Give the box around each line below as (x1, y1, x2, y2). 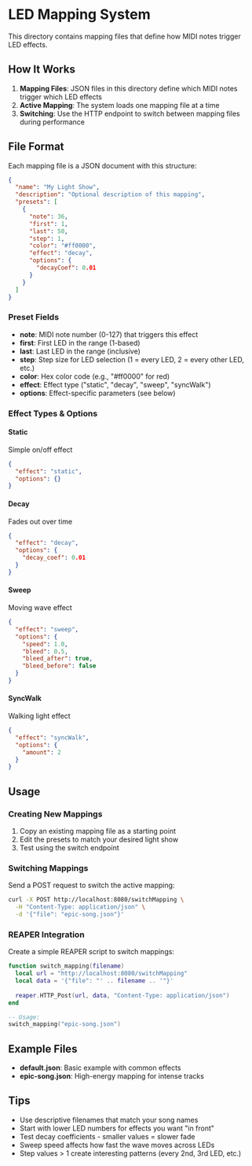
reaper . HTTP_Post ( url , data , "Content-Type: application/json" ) (15, 991, 230, 999)
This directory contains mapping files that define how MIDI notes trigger (8, 31, 241, 41)
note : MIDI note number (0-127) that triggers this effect (19, 329, 199, 339)
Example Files (8, 1042, 78, 1056)
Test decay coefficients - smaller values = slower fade (19, 1131, 195, 1141)
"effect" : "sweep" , (15, 625, 79, 633)
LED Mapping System (8, 6, 151, 24)
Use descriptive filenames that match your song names (19, 1115, 199, 1124)
